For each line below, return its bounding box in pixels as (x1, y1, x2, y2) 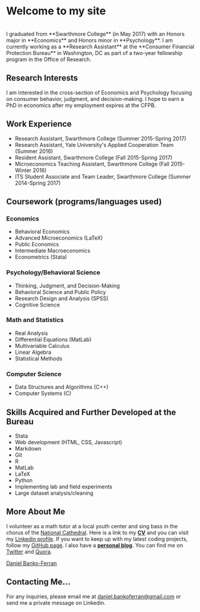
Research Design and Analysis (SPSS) (14, 295, 109, 302)
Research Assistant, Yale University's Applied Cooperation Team (14, 141, 174, 148)
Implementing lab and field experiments (14, 483, 112, 490)
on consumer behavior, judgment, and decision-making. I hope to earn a (6, 95, 184, 102)
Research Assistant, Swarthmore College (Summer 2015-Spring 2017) (14, 134, 187, 142)
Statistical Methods (14, 354, 63, 362)
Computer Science (6, 369, 61, 378)
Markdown (14, 445, 42, 452)
